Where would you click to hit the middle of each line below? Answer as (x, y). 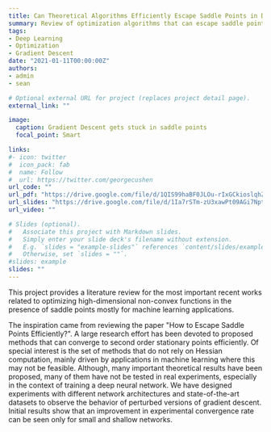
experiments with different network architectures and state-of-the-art (124, 393)
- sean (19, 83)
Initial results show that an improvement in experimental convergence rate (131, 411)
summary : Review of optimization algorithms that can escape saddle (126, 23)
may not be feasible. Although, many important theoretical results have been (135, 367)
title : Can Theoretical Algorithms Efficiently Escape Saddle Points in (133, 16)
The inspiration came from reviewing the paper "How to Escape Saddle (126, 325)
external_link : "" (39, 106)
